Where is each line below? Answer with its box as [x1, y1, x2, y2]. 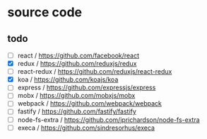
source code [7, 4, 83, 21]
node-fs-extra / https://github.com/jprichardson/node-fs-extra [17, 115, 200, 124]
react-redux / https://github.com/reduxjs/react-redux [17, 67, 172, 76]
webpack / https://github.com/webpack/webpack [17, 99, 162, 108]
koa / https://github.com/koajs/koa [17, 75, 119, 84]
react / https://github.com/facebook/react [17, 51, 140, 60]
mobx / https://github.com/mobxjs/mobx [17, 91, 136, 100]
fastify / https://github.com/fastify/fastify [17, 107, 136, 116]
